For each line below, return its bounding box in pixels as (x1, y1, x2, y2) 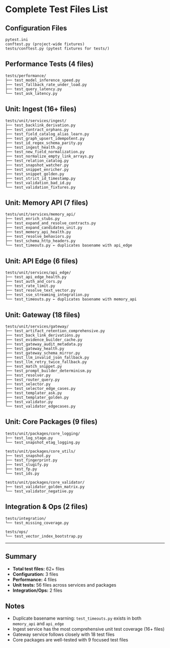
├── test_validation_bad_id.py (5, 180, 71, 186)
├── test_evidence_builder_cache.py (5, 337, 82, 343)
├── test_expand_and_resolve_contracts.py (5, 221, 96, 226)
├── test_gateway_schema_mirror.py (5, 351, 80, 356)
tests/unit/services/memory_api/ (5, 212, 76, 217)
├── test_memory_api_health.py (5, 230, 71, 235)
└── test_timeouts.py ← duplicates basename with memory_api (5, 297, 137, 302)
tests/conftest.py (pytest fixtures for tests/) (5, 46, 110, 51)
